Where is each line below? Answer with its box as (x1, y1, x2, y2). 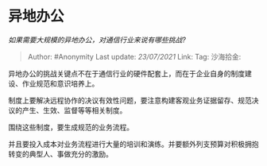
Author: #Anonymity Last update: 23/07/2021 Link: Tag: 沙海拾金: (27, 52, 242, 61)
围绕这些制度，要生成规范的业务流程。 (8, 122, 133, 132)
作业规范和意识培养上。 (21, 79, 99, 88)
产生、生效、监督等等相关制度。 (21, 105, 127, 115)
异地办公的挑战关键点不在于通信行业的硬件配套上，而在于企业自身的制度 (8, 68, 245, 78)
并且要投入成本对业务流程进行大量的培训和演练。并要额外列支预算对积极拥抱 (8, 139, 259, 149)
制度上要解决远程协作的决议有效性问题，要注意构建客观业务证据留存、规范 (8, 95, 252, 105)
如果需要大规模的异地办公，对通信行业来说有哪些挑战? (8, 35, 187, 44)
